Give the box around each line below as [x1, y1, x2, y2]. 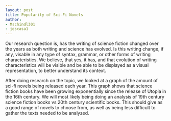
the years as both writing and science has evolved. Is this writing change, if [5, 46, 164, 52]
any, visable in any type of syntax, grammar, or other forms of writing [5, 52, 151, 58]
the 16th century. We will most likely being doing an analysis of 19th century [5, 94, 165, 100]
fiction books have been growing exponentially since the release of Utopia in [5, 88, 166, 94]
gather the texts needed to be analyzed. [5, 110, 89, 116]
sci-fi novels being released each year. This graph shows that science [5, 83, 153, 89]
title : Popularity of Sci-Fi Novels [5, 12, 83, 17]
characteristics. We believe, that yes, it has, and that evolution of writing [5, 57, 157, 63]
